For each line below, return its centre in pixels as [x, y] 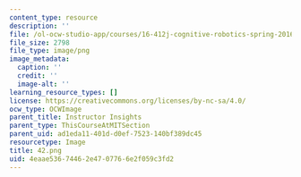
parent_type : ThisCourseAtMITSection [80, 126]
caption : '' [40, 68]
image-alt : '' [43, 84]
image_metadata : [39, 59]
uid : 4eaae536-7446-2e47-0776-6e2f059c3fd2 [92, 159]
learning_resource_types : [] [64, 92]
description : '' [39, 26]
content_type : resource [54, 17]
